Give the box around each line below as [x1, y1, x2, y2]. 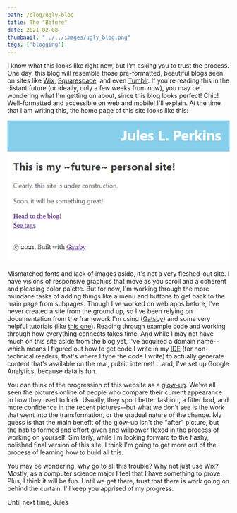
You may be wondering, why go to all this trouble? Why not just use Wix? [7, 462, 219, 471]
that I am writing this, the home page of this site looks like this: [7, 107, 189, 115]
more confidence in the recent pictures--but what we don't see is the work [7, 403, 224, 412]
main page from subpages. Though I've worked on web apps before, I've [7, 300, 219, 308]
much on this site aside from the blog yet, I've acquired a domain [7, 337, 196, 346]
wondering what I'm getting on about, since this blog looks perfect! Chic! [7, 92, 219, 100]
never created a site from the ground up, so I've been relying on [7, 307, 193, 315]
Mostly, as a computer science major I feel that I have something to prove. [7, 469, 222, 478]
